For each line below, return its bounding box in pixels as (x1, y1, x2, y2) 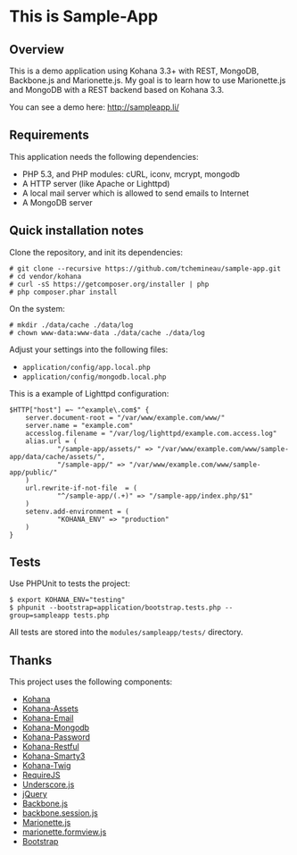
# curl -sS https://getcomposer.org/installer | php (9, 280, 210, 289)
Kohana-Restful (21, 742, 80, 752)
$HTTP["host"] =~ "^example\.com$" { (9, 405, 150, 415)
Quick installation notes (9, 223, 144, 239)
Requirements (9, 128, 89, 143)
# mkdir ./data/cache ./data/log (9, 320, 134, 330)
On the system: (9, 303, 65, 314)
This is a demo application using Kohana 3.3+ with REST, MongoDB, (9, 65, 260, 76)
